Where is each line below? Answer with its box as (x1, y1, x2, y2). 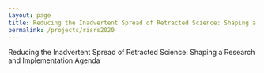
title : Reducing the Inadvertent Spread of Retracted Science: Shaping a (8, 19, 257, 27)
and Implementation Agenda (8, 56, 100, 65)
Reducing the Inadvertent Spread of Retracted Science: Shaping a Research (8, 48, 255, 57)
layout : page (8, 11, 51, 20)
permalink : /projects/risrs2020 (8, 26, 115, 34)
